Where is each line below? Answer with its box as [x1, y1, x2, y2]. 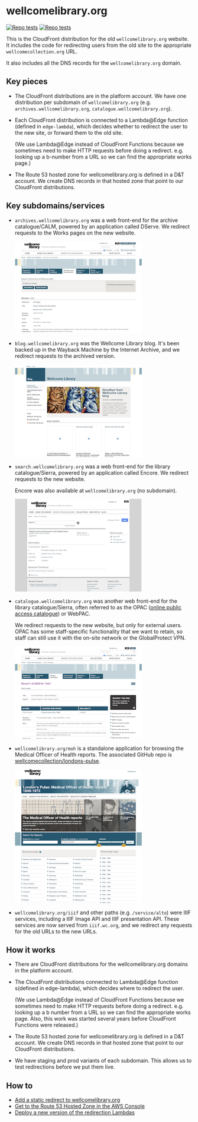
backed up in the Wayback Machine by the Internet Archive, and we [14, 346, 180, 353]
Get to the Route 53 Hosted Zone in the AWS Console [14, 1102, 145, 1110]
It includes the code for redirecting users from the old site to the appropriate [6, 42, 192, 49]
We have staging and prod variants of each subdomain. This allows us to [14, 1057, 192, 1064]
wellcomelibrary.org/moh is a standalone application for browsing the [14, 745, 184, 752]
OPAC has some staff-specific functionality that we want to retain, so [14, 628, 183, 635]
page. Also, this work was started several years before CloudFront [14, 1015, 176, 1022]
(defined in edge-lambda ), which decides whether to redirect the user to [14, 123, 188, 130]
